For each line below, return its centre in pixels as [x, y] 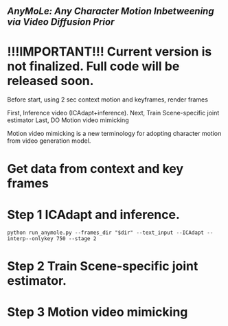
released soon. [50, 81]
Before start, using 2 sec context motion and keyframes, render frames [107, 100]
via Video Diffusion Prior [61, 22]
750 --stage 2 [76, 239]
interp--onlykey [30, 239]
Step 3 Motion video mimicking [98, 312]
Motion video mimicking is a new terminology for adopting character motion [114, 134]
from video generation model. [49, 141]
